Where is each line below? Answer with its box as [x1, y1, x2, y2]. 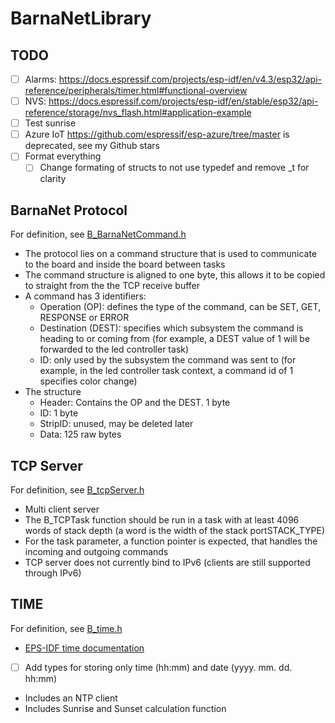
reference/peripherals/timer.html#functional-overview [24, 85, 248, 97]
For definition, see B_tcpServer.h [10, 484, 145, 496]
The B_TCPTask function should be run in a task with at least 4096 [24, 514, 300, 526]
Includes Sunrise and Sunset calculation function [24, 702, 227, 714]
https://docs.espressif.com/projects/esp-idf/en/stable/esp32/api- [48, 95, 319, 107]
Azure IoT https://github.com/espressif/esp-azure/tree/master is [24, 128, 290, 141]
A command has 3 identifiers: [24, 290, 147, 302]
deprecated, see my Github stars [24, 140, 161, 152]
